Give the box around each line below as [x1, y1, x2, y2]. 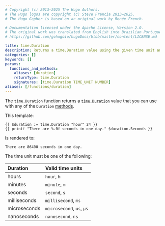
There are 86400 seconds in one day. [5, 144, 82, 149]
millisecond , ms [45, 197, 81, 204]
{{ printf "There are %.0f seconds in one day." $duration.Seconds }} [5, 126, 153, 131]
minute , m [45, 181, 66, 188]
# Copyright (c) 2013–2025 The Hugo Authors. [5, 7, 100, 12]
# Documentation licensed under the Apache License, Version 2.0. [5, 25, 144, 30]
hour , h [45, 173, 61, 180]
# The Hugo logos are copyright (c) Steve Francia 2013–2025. [5, 12, 135, 17]
